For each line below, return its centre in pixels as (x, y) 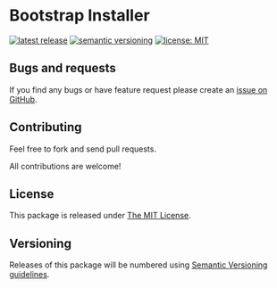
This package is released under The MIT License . (100, 216)
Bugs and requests (63, 68)
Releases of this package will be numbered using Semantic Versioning (138, 265)
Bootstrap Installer (80, 16)
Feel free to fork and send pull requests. (83, 149)
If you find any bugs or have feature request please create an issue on (138, 89)
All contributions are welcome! (65, 166)
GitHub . (23, 99)
